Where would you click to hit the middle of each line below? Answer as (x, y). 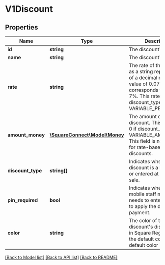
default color (144, 245)
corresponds (144, 90)
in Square (140, 233)
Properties (22, 27)
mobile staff (143, 194)
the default (141, 239)
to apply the (143, 206)
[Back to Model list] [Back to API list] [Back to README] (61, 257)
